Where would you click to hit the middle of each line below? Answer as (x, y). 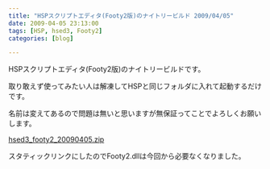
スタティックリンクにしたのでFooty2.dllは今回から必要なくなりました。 (127, 156)
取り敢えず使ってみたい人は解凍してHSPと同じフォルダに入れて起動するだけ (135, 86)
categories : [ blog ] (41, 38)
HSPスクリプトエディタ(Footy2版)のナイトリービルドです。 (107, 69)
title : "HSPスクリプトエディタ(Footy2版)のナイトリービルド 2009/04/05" (121, 16)
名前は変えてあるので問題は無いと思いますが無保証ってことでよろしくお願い (135, 113)
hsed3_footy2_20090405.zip (56, 140)
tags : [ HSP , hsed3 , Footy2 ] (56, 31)
